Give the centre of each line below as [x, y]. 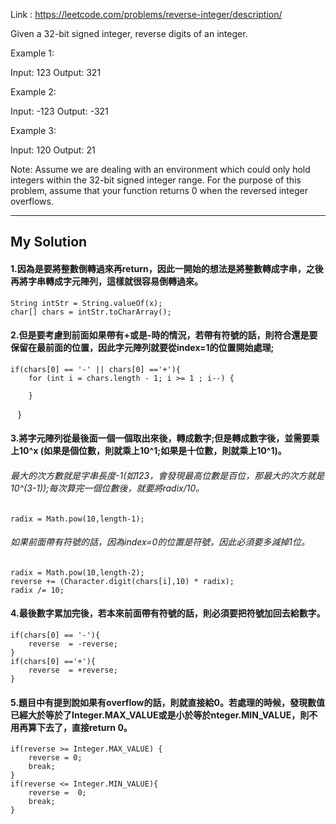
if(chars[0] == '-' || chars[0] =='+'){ [96, 369]
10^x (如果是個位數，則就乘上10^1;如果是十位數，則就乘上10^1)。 [152, 451]
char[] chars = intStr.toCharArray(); [91, 312]
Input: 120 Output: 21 [53, 150]
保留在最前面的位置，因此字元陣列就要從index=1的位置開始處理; [142, 348]
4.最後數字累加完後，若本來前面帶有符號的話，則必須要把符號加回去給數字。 [168, 613]
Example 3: [33, 130]
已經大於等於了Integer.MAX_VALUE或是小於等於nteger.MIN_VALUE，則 [160, 715]
